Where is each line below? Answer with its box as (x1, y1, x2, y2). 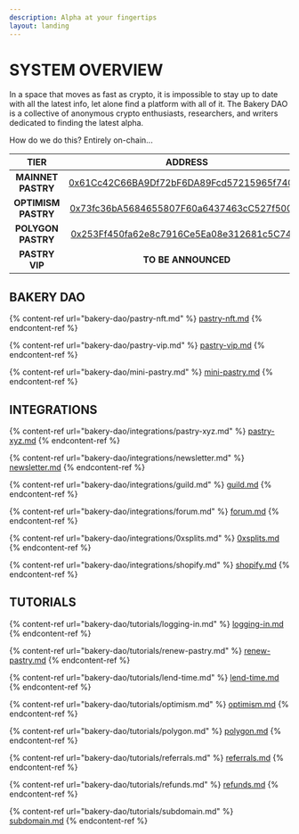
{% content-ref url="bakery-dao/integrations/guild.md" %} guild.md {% (9, 479, 272, 491)
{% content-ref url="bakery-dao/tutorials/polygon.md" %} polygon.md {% (9, 725, 282, 736)
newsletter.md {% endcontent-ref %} (9, 462, 145, 473)
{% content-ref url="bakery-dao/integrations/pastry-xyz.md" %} (9, 425, 246, 437)
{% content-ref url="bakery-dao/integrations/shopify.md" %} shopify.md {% (9, 559, 290, 571)
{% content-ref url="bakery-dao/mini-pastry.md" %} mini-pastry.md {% (9, 367, 274, 377)
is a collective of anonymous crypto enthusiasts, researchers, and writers (9, 108, 279, 119)
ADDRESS (166, 156, 209, 169)
